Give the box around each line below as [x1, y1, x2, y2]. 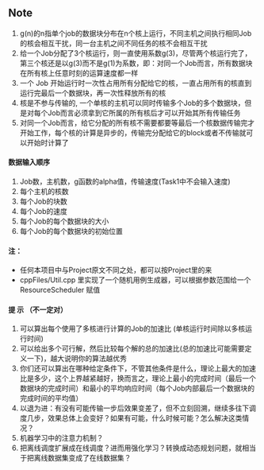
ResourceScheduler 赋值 [19, 285, 101, 295]
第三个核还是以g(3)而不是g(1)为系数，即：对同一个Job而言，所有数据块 [19, 58, 253, 68]
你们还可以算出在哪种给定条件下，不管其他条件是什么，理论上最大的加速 [19, 363, 256, 373]
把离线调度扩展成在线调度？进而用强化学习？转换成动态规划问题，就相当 [19, 443, 256, 453]
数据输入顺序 [8, 157, 50, 167]
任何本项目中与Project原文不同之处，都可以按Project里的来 [19, 266, 212, 275]
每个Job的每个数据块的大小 [19, 216, 109, 226]
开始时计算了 [26, 138, 69, 147]
